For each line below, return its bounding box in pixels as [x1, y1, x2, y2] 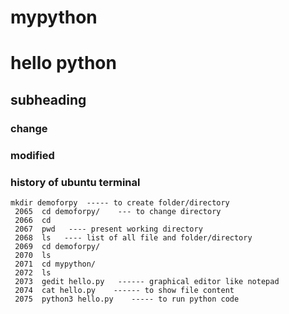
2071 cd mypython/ [14, 259, 97, 269]
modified [10, 148, 55, 162]
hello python [10, 52, 117, 75]
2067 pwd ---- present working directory [14, 224, 203, 234]
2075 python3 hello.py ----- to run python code [14, 294, 240, 304]
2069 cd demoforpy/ [14, 241, 101, 251]
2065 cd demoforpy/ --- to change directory [14, 206, 222, 216]
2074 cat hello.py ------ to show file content [14, 285, 235, 295]
